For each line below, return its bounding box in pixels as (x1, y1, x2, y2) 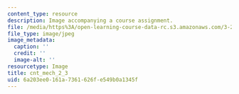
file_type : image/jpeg (7, 30, 75, 37)
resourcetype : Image (7, 63, 69, 70)
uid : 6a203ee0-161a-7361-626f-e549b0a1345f (7, 76, 139, 83)
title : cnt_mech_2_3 (7, 69, 69, 76)
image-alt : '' (14, 57, 55, 64)
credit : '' (14, 50, 46, 57)
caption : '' (14, 43, 50, 50)
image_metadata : (7, 37, 55, 44)
